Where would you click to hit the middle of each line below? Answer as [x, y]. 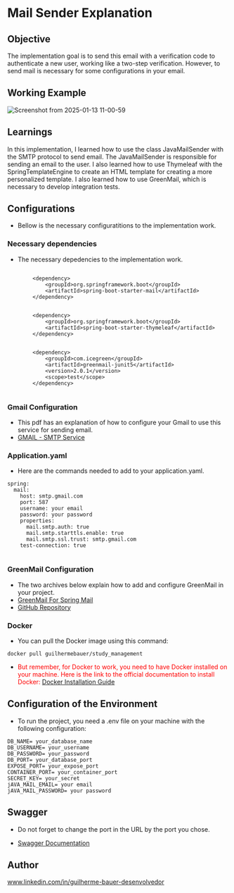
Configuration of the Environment [83, 704]
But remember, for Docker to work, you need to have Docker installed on [122, 667]
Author [23, 865]
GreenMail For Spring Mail [55, 600]
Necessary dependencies [52, 244]
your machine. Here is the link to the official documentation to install [116, 674]
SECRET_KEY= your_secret [44, 778]
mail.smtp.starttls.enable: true [75, 534]
